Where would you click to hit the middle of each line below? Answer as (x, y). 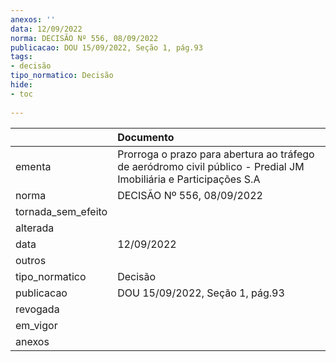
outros (31, 260)
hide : (21, 85)
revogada (37, 309)
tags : (21, 57)
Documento (146, 137)
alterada (35, 228)
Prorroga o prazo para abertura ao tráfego (216, 154)
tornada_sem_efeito (61, 211)
